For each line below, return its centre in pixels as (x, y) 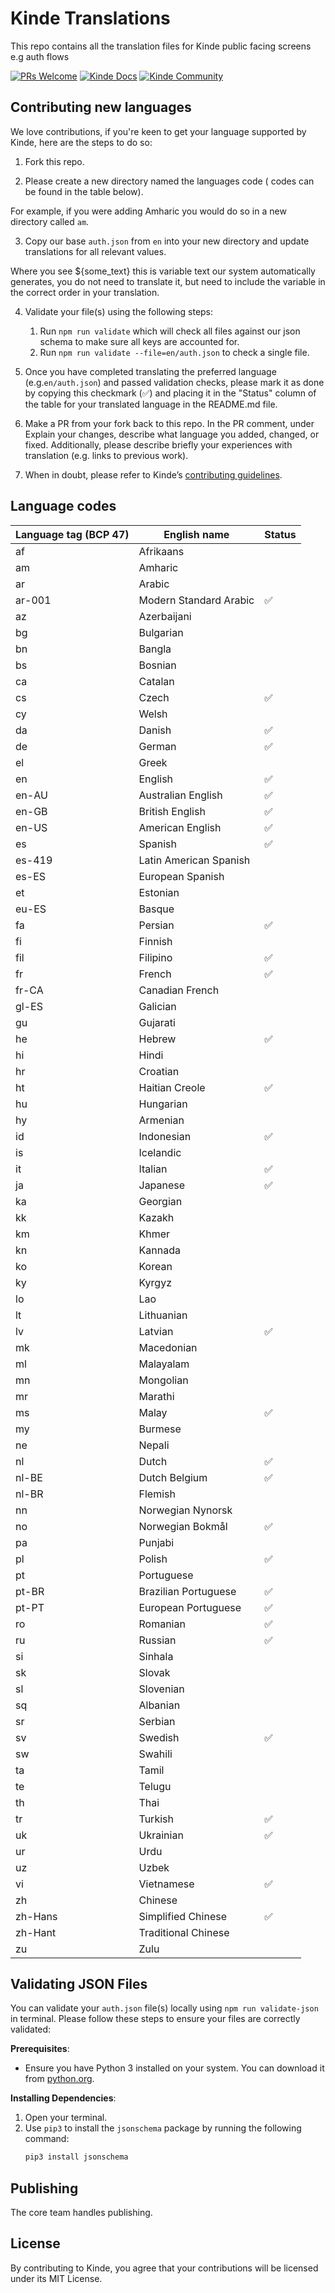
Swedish (159, 1737)
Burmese (160, 1429)
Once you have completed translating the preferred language (150, 371)
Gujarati (157, 1022)
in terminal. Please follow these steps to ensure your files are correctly (155, 2019)
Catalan (156, 681)
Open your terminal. (66, 2118)
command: (47, 2139)
